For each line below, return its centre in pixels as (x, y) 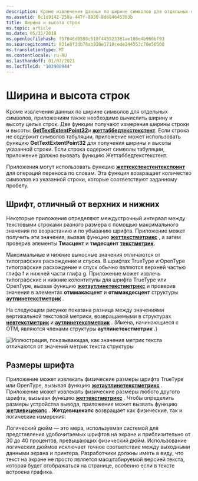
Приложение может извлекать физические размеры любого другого (93, 392)
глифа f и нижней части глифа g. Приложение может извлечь (83, 274)
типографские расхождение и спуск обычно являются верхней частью (96, 267)
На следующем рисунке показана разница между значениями (85, 310)
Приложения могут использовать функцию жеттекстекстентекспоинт (96, 167)
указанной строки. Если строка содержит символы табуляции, (85, 149)
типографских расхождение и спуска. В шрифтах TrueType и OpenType (96, 261)
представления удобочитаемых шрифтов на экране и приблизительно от (98, 434)
